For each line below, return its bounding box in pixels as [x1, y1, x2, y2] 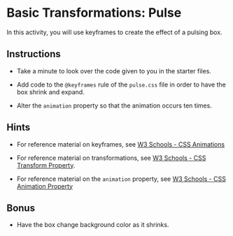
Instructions [6, 48, 61, 60]
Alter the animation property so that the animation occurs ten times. [16, 101, 213, 110]
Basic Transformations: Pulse [6, 5, 182, 21]
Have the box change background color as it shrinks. [16, 221, 169, 229]
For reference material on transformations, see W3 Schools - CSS [16, 154, 206, 162]
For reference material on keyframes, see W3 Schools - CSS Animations [16, 140, 225, 148]
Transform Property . [16, 161, 76, 169]
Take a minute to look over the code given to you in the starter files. [16, 66, 211, 75]
